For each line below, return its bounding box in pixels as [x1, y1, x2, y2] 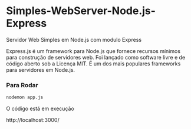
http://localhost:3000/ [6, 117, 60, 124]
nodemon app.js [6, 94, 44, 101]
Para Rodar [6, 81, 38, 89]
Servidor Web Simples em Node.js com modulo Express [6, 36, 142, 43]
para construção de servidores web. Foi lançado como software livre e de [6, 54, 186, 61]
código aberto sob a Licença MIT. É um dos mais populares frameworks [6, 60, 181, 67]
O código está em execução [6, 105, 75, 113]
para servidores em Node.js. [6, 66, 75, 73]
